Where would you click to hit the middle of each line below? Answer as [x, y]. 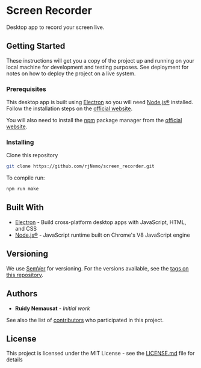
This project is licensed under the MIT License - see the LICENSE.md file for [100, 354]
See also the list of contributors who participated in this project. [85, 320]
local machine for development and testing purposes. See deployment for [97, 67]
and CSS [26, 228]
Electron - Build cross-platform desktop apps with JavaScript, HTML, [100, 222]
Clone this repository [32, 155]
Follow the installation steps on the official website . [70, 108]
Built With [25, 207]
